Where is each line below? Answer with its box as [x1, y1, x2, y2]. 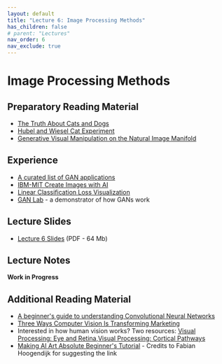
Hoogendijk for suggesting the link [17, 349, 118, 358]
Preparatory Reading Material [7, 101, 139, 113]
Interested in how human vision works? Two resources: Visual [17, 327, 196, 335]
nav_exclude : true [7, 43, 61, 50]
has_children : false [7, 23, 68, 30]
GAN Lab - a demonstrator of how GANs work [17, 195, 151, 204]
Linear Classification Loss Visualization [17, 188, 131, 196]
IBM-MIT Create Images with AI [17, 180, 109, 189]
